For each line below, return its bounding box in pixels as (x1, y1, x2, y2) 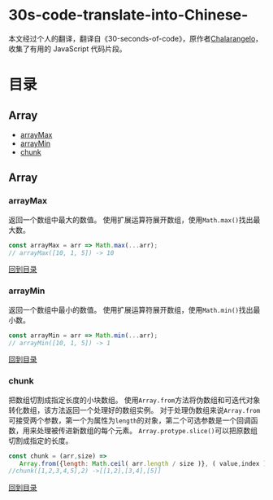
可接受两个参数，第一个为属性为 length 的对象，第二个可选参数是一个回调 (8, 415, 251, 425)
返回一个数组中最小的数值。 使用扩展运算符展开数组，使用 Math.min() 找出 (8, 305, 253, 314)
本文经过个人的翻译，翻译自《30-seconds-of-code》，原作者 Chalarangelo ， (8, 33, 262, 43)
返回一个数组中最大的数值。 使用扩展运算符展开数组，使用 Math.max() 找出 (8, 214, 253, 225)
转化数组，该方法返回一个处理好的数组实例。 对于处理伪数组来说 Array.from (8, 405, 261, 414)
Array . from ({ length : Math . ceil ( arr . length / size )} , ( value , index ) (19, 459, 267, 467)
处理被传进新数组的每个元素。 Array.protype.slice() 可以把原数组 (36, 425, 258, 435)
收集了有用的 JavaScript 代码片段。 (8, 43, 128, 54)
